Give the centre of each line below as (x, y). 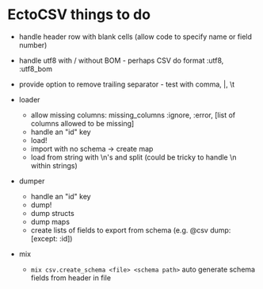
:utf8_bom (36, 68)
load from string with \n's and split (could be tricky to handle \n (133, 157)
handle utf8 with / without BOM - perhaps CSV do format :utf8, (121, 60)
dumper (32, 181)
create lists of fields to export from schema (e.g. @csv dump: (131, 230)
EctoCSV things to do (79, 15)
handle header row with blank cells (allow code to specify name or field (135, 37)
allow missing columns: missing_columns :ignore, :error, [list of (133, 115)
